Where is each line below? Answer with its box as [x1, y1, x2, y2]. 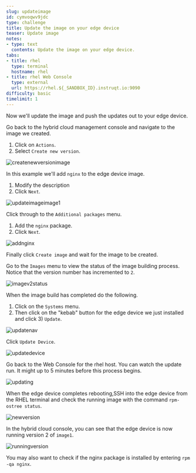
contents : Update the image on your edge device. [11, 47, 135, 53]
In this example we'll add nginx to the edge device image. [6, 170, 145, 177]
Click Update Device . [6, 338, 56, 345]
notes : [6, 36, 22, 42]
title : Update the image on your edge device [6, 25, 119, 31]
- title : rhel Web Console [6, 74, 72, 80]
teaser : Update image [6, 31, 59, 36]
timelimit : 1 [6, 96, 38, 102]
